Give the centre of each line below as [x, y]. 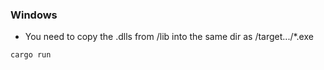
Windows [34, 15]
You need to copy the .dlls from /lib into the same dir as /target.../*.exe [169, 37]
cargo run [31, 55]
